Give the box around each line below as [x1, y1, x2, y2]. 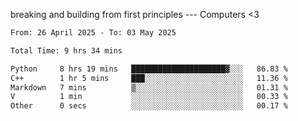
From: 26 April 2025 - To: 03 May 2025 [10, 28, 177, 38]
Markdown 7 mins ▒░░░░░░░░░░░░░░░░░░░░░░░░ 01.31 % [10, 82, 288, 93]
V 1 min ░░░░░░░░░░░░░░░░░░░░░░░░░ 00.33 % [10, 92, 288, 102]
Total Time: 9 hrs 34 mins [10, 45, 123, 56]
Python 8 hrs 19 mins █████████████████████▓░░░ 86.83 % [10, 64, 288, 74]
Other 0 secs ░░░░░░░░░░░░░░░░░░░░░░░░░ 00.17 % [10, 101, 288, 111]
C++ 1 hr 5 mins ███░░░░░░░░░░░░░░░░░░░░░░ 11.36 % [10, 73, 288, 83]
